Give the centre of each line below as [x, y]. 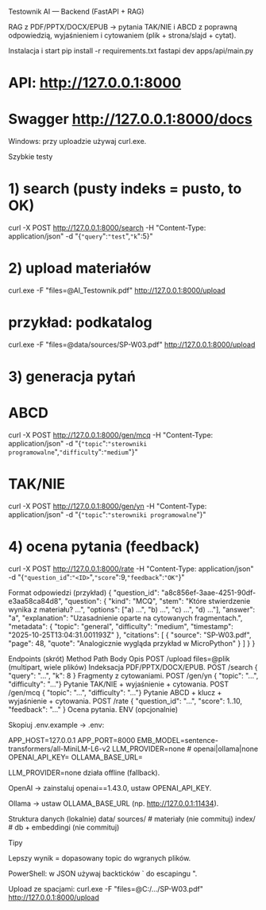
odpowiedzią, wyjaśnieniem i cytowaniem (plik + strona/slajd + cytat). [122, 35]
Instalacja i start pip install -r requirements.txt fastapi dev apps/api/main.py [131, 51]
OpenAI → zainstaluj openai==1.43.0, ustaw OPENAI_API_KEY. [110, 787]
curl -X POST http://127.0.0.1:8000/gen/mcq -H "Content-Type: [111, 435]
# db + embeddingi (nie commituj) [64, 827]
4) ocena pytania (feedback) [104, 547]
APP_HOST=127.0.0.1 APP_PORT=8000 [72, 740]
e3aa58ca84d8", [36, 601]
